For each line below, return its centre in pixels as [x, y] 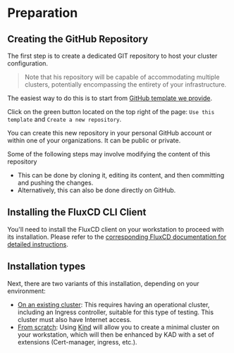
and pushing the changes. [55, 182]
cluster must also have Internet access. [74, 319]
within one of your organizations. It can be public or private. [94, 140]
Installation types [47, 267]
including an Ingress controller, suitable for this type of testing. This [115, 312]
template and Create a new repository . [64, 119]
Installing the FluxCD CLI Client [77, 212]
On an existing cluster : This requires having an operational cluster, [113, 304]
